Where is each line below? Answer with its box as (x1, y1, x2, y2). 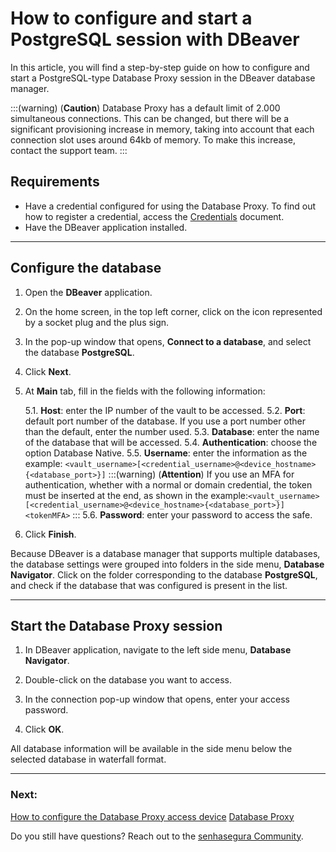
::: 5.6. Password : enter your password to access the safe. (72, 508, 313, 521)
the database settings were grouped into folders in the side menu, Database (10, 558, 325, 570)
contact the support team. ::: (10, 144, 128, 156)
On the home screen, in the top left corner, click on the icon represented (24, 305, 323, 317)
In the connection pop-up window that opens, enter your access (24, 693, 290, 706)
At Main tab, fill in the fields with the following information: (24, 385, 266, 397)
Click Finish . (24, 528, 77, 540)
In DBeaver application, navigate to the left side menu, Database (24, 644, 292, 656)
